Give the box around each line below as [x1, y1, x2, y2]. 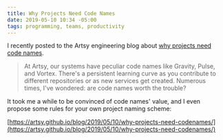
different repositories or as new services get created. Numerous [23, 77, 206, 85]
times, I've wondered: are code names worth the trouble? [23, 84, 187, 93]
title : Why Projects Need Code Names [7, 10, 116, 17]
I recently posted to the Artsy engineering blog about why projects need [7, 42, 212, 50]
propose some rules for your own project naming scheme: [7, 104, 172, 113]
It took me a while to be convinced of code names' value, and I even [7, 97, 201, 106]
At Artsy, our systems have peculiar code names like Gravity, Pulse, [23, 62, 215, 71]
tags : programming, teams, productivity [7, 23, 125, 30]
